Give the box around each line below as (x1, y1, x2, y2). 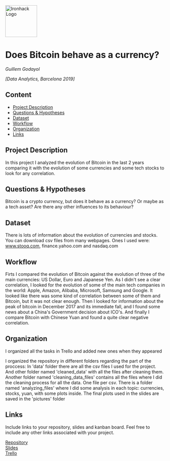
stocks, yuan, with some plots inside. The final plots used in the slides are (5, 390, 159, 396)
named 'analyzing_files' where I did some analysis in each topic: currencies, (5, 385, 164, 391)
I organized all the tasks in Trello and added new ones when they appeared (5, 348, 162, 354)
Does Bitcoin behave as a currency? (5, 49, 160, 61)
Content (5, 91, 32, 99)
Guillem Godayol (5, 66, 40, 72)
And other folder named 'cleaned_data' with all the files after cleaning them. (5, 368, 164, 374)
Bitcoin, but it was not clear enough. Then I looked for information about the (5, 298, 164, 304)
